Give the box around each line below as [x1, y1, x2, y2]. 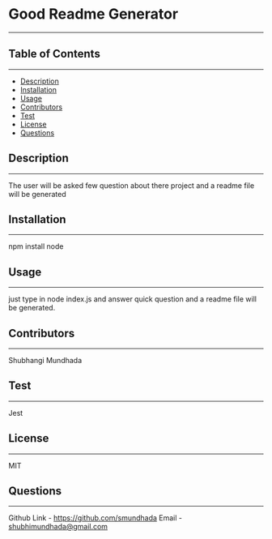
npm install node [8, 242, 64, 251]
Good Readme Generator [8, 5, 179, 24]
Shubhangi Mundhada [8, 356, 83, 365]
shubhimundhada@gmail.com [8, 522, 108, 532]
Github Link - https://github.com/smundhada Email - [8, 513, 182, 523]
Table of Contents [8, 47, 101, 61]
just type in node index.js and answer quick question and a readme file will [8, 294, 257, 304]
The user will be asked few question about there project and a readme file [8, 180, 255, 190]
